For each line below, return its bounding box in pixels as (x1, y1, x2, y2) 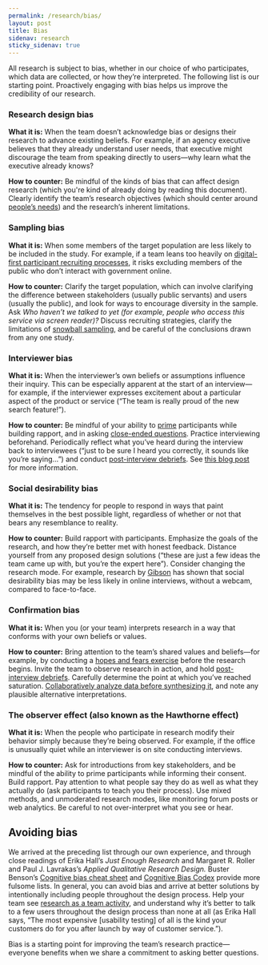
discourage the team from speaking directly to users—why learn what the (8, 153, 251, 163)
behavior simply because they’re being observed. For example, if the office (8, 736, 256, 746)
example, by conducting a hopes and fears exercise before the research (8, 655, 246, 665)
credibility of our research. (8, 89, 96, 99)
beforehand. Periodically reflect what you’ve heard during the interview (8, 437, 244, 447)
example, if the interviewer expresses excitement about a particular (19, 388, 242, 397)
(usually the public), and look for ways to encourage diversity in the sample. (8, 298, 258, 308)
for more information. (8, 463, 78, 472)
